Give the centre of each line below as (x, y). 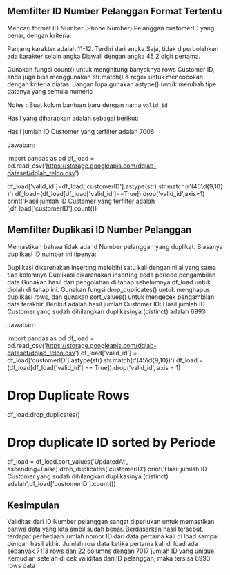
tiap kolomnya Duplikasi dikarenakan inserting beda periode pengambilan (112, 275)
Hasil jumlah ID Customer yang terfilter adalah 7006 (81, 131)
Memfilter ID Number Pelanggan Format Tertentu (115, 11)
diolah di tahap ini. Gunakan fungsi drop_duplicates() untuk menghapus (109, 289)
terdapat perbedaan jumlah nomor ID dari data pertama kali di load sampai (113, 536)
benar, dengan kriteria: (39, 35)
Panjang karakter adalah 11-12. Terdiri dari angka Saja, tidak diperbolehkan (113, 48)
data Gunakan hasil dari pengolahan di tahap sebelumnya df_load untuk (109, 282)
